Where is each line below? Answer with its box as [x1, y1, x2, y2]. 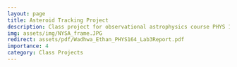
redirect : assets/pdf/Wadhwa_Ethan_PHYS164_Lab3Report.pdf [7, 36, 185, 43]
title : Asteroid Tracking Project [7, 17, 109, 24]
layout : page [7, 10, 46, 17]
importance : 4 [7, 43, 49, 50]
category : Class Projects [7, 50, 83, 57]
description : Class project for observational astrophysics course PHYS [7, 23, 226, 30]
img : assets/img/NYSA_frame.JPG [7, 29, 102, 37]
